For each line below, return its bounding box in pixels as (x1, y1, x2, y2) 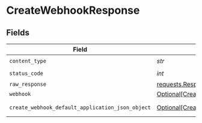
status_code (9, 70, 44, 77)
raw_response (9, 81, 47, 88)
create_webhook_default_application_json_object (9, 104, 151, 111)
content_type (9, 58, 47, 64)
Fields (6, 28, 30, 38)
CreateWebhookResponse (6, 4, 140, 17)
